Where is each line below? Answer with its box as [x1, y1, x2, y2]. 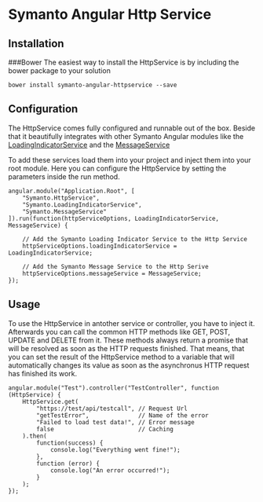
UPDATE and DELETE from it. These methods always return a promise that [8, 335, 249, 345]
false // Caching [36, 425, 174, 433]
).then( [22, 432, 47, 440]
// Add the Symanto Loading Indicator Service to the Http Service [22, 235, 247, 243]
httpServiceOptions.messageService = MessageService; [22, 269, 202, 277]
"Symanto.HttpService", [22, 194, 100, 202]
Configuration [8, 102, 79, 115]
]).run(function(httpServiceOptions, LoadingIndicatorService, [8, 214, 220, 222]
